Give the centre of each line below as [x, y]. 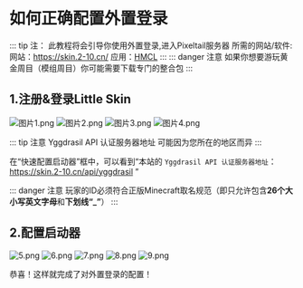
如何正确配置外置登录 [89, 19]
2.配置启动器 [45, 233]
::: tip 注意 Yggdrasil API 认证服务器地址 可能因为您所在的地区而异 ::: [136, 142]
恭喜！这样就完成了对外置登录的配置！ [80, 274]
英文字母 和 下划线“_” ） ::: [71, 201]
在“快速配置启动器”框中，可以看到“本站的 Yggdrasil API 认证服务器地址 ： [143, 161]
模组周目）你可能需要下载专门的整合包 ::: [117, 68]
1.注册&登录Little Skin [70, 99]
